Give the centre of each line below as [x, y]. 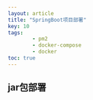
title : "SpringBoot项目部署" [47, 20]
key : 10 [19, 26]
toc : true [22, 58]
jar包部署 [27, 87]
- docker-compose [57, 45]
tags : [15, 33]
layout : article [31, 13]
